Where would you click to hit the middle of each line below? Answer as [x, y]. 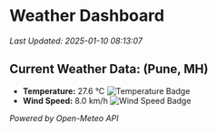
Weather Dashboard [87, 16]
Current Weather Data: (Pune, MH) [109, 69]
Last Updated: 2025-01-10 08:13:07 [76, 41]
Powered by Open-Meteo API [64, 118]
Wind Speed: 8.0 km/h [65, 100]
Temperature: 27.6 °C [64, 90]
